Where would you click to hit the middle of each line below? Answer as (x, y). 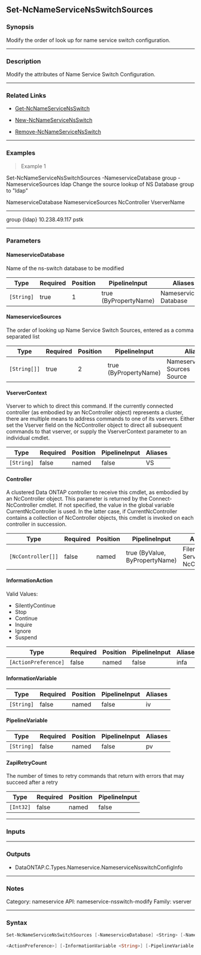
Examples (21, 153)
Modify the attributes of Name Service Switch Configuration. (81, 74)
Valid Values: (22, 594)
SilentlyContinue (35, 605)
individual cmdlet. (28, 438)
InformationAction (30, 580)
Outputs (19, 854)
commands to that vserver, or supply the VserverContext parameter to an (97, 432)
